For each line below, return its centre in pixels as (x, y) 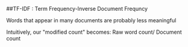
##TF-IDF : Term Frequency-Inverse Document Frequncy (77, 9)
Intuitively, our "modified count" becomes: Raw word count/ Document (94, 32)
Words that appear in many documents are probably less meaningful (91, 20)
